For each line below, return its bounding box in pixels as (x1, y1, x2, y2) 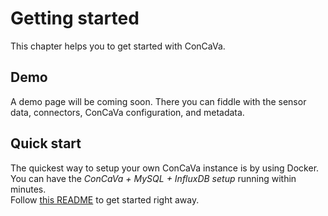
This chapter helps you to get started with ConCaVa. (10, 40, 226, 52)
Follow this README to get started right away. (10, 193, 200, 206)
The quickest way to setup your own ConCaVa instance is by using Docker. (10, 162, 320, 174)
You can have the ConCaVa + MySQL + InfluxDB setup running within (10, 172, 297, 184)
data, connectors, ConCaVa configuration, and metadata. (10, 106, 245, 118)
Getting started (10, 7, 140, 30)
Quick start (10, 135, 82, 152)
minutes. (10, 183, 47, 195)
